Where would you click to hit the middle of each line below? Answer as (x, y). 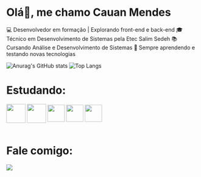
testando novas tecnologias (41, 54)
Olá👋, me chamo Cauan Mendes (89, 12)
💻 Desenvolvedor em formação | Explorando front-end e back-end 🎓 (94, 29)
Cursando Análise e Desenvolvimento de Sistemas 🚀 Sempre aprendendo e (101, 47)
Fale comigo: (40, 151)
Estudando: (36, 90)
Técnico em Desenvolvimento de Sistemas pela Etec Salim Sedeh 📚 (92, 38)
